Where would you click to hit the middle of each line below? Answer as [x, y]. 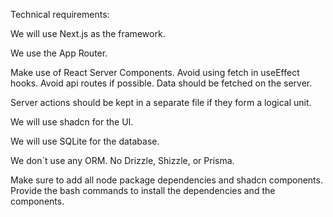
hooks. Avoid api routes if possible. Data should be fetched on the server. [161, 83]
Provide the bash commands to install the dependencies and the [143, 190]
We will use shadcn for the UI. [72, 122]
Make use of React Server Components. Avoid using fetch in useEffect [155, 72]
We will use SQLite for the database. [85, 141]
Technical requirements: [60, 14]
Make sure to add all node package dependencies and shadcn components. [166, 180]
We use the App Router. [59, 53]
